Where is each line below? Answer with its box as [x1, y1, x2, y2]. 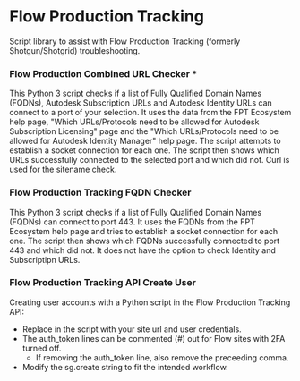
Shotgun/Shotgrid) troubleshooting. [9, 45, 141, 55]
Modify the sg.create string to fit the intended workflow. [21, 361, 228, 372]
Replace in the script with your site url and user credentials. [21, 324, 242, 334]
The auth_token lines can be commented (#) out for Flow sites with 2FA [21, 333, 286, 343]
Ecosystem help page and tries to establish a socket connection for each [9, 225, 279, 236]
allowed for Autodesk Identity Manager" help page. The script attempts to [9, 136, 281, 147]
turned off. [21, 343, 62, 353]
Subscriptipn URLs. [9, 254, 81, 265]
